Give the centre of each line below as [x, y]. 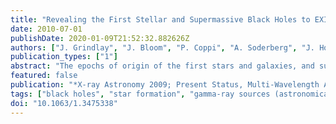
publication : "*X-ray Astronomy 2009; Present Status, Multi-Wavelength [165, 85]
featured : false [44, 76]
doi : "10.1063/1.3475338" [64, 103]
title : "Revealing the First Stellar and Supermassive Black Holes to [160, 19]
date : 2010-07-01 [46, 29]
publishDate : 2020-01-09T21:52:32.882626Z [100, 38]
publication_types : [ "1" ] [64, 57]
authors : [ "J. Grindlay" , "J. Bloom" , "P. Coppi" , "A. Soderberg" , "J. [162, 47]
